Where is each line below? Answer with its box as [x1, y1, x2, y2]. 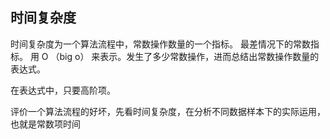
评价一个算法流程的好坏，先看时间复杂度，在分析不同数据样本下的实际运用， [10, 105, 326, 117]
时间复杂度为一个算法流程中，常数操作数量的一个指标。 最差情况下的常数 [10, 38, 311, 50]
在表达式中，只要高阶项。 [10, 84, 116, 96]
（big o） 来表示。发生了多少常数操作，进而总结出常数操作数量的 [50, 50, 320, 62]
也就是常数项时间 [10, 118, 81, 130]
